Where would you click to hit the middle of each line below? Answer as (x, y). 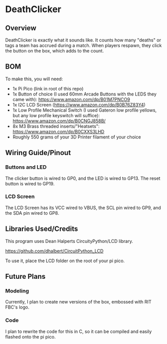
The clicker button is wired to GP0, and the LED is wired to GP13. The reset (83, 178)
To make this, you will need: (34, 79)
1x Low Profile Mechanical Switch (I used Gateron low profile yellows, (85, 110)
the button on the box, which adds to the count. (55, 51)
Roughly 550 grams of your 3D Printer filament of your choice (77, 137)
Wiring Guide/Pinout (38, 153)
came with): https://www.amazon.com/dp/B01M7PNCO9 (71, 99)
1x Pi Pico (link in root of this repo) (48, 88)
